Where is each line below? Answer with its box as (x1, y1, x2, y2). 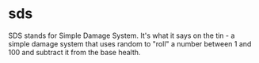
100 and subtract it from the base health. (8, 47, 141, 57)
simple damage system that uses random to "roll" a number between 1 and (8, 39, 252, 48)
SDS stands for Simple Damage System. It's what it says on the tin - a (8, 31, 235, 40)
